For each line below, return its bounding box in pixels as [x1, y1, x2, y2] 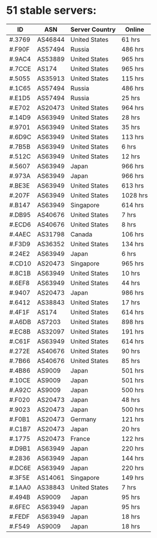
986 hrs [121, 288, 144, 297]
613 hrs [121, 181, 144, 189]
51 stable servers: [6, 4, 97, 17]
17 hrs [121, 298, 140, 306]
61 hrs [121, 35, 140, 44]
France [70, 434, 90, 443]
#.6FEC [9, 503, 31, 511]
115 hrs [121, 74, 144, 83]
